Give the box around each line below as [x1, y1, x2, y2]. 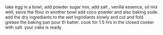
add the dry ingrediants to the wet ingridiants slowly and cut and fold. [5, 14, 145, 20]
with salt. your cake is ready [5, 24, 62, 30]
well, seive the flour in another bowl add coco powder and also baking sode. [5, 9, 159, 15]
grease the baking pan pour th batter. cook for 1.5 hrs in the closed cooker [5, 19, 155, 25]
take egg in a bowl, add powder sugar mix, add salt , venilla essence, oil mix [5, 4, 158, 10]
